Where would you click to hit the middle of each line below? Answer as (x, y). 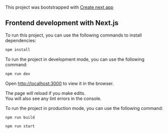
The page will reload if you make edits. (45, 93)
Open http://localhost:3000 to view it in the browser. (60, 83)
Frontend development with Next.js (62, 23)
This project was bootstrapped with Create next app (59, 7)
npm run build (20, 117)
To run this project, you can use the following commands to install (74, 35)
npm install (18, 50)
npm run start (20, 126)
